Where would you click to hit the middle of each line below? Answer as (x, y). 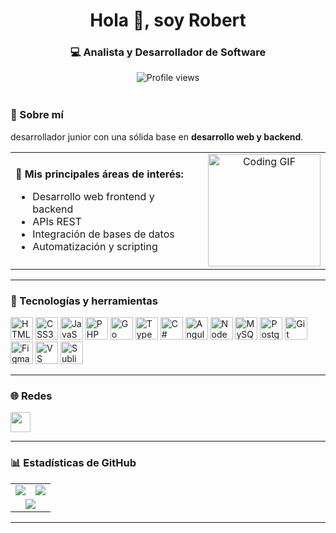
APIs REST (57, 221)
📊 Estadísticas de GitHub (73, 463)
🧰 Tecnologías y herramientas (84, 301)
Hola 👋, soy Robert (168, 20)
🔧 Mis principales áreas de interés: (99, 174)
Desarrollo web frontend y (93, 196)
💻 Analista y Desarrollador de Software (168, 52)
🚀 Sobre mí (37, 115)
